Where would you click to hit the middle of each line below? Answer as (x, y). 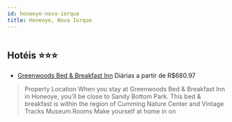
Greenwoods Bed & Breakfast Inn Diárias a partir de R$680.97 (106, 76)
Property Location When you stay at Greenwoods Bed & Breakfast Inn (125, 89)
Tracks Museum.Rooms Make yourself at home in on (100, 112)
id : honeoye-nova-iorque (43, 14)
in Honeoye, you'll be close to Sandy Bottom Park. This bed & (113, 97)
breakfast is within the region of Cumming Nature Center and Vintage (124, 104)
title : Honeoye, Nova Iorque (50, 20)
